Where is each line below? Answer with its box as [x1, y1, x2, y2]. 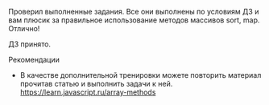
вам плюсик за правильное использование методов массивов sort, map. [8, 15, 260, 25]
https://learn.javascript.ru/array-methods [19, 87, 156, 97]
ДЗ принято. [8, 39, 51, 49]
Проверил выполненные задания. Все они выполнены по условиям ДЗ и [8, 7, 259, 16]
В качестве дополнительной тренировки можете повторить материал [19, 71, 262, 79]
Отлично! [8, 24, 40, 33]
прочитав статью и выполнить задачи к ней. [19, 79, 173, 88]
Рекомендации [8, 55, 60, 64]
